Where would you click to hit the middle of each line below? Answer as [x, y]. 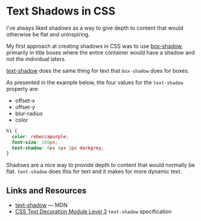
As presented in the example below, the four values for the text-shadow [95, 82]
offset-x [25, 101]
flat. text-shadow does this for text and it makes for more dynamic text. [94, 171]
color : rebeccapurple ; [40, 137]
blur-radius [29, 113]
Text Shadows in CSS [61, 11]
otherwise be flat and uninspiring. [48, 34]
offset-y [25, 107]
